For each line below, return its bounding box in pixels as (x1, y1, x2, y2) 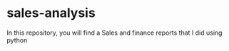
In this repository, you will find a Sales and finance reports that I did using (6, 28, 223, 37)
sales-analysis (6, 5, 96, 21)
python (6, 35, 28, 44)
